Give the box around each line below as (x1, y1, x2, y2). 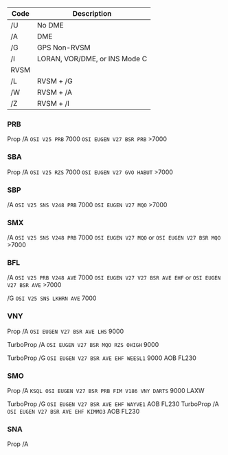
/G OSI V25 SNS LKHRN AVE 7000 (7, 294, 97, 302)
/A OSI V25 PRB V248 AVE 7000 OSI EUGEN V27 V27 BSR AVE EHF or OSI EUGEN (7, 273, 221, 282)
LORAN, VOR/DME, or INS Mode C (36, 54, 148, 63)
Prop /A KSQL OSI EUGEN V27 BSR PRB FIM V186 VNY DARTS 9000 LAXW (7, 387, 205, 395)
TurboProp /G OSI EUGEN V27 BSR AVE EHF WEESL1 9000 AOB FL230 (7, 354, 197, 362)
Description (72, 9, 112, 18)
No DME (36, 21, 64, 30)
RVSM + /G (36, 76, 73, 85)
